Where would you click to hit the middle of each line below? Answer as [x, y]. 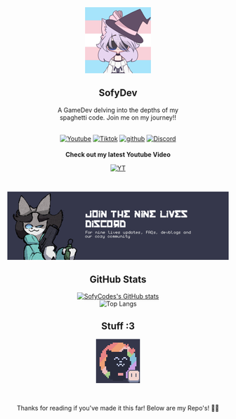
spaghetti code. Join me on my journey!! [118, 117]
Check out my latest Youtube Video [118, 154]
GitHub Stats [118, 280]
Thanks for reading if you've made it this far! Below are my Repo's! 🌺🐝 [118, 408]
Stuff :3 [118, 326]
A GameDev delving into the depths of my [118, 110]
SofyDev [118, 93]
